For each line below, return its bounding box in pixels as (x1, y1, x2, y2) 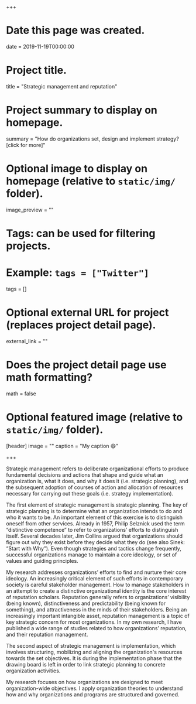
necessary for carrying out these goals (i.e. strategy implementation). (6, 490, 174, 497)
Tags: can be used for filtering (6, 227, 156, 240)
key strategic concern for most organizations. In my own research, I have (6, 618, 183, 626)
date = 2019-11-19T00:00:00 (6, 43, 75, 50)
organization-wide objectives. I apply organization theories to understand (6, 685, 183, 692)
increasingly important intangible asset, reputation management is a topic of (6, 612, 190, 619)
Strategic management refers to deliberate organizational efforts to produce (6, 465, 189, 472)
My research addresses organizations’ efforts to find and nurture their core (6, 569, 187, 576)
